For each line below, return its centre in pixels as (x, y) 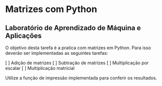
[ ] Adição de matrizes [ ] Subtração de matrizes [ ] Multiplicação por (77, 63)
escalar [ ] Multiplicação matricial (40, 68)
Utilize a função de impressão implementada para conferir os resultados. (81, 78)
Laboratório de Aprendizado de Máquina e (73, 28)
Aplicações (24, 35)
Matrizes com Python (51, 9)
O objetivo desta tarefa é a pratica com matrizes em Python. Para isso (78, 48)
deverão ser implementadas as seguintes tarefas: (57, 53)
